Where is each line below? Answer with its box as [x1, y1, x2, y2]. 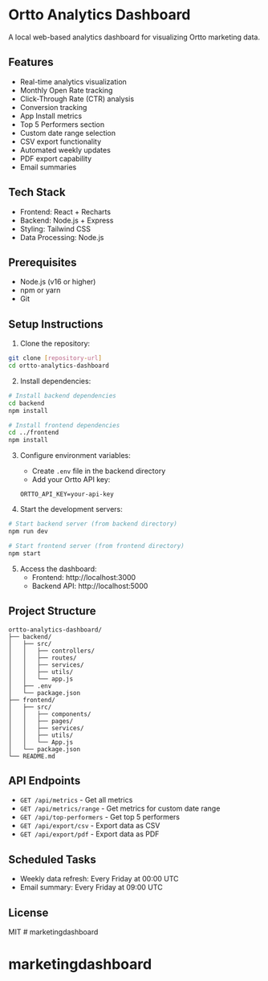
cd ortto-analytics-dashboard [8, 362, 110, 370]
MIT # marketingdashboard [8, 926, 99, 937]
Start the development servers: [19, 505, 123, 514]
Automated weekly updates [19, 145, 111, 154]
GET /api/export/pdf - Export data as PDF [19, 829, 160, 839]
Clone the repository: [19, 339, 91, 349]
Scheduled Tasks [8, 852, 96, 866]
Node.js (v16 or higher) [19, 277, 96, 287]
